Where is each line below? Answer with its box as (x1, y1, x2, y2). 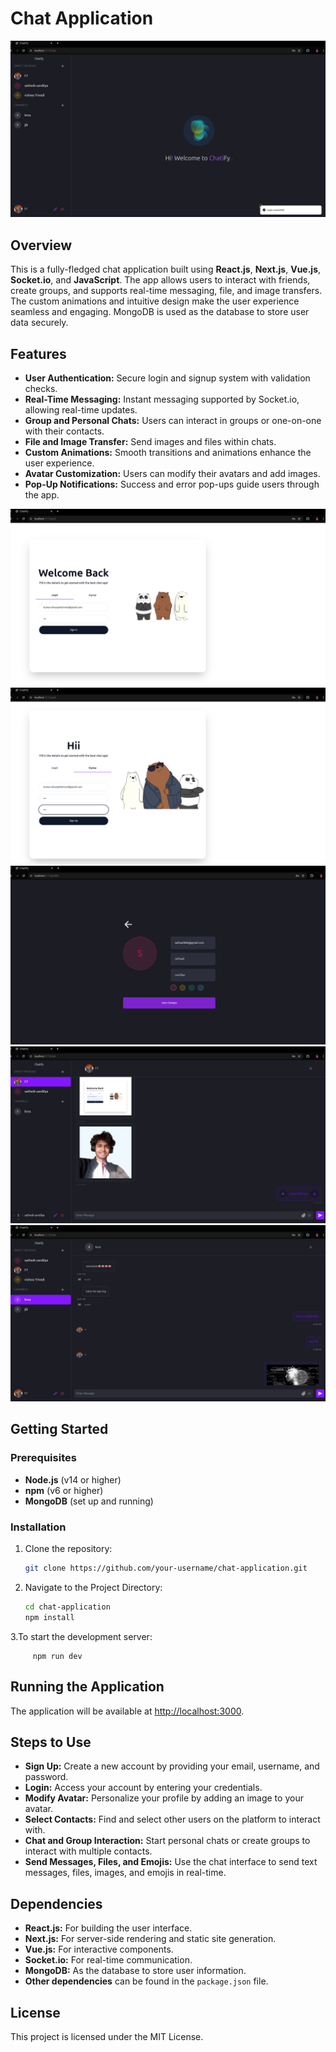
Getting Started (10, 1421, 109, 1438)
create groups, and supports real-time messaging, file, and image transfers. (10, 285, 323, 297)
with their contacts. (24, 425, 105, 437)
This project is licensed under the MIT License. (10, 2030, 204, 2042)
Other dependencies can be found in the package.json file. (24, 1975, 269, 1987)
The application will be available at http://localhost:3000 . (10, 1705, 245, 1717)
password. (24, 1771, 69, 1783)
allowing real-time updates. (24, 404, 138, 416)
